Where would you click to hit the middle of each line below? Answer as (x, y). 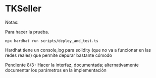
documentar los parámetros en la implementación (56, 70)
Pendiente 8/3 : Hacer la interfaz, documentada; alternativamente (72, 65)
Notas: (12, 22)
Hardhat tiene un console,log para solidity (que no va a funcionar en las (78, 50)
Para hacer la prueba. (27, 32)
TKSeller (23, 9)
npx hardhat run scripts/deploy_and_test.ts (52, 41)
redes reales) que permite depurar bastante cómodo (59, 55)
